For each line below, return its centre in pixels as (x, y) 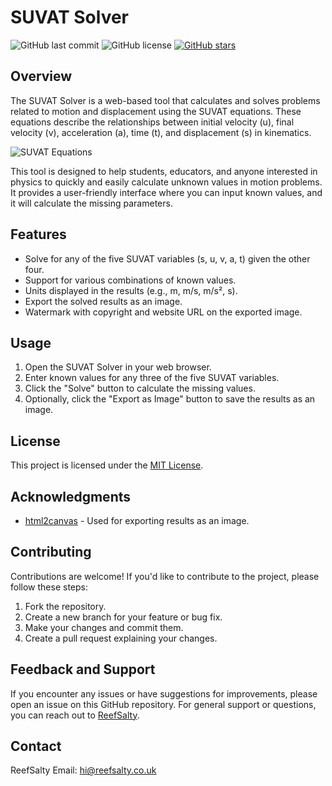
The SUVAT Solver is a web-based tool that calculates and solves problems (165, 100)
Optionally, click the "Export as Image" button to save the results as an (170, 399)
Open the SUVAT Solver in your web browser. (118, 367)
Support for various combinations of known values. (130, 280)
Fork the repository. (65, 606)
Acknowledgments (71, 496)
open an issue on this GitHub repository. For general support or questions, (163, 704)
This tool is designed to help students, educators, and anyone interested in (164, 171)
